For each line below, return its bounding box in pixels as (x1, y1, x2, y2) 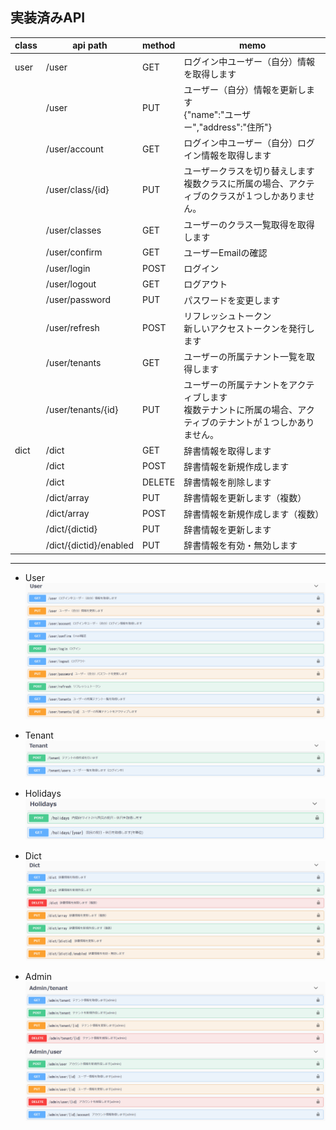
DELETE (141, 476, 176, 488)
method (141, 39, 176, 52)
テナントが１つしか (218, 416, 298, 428)
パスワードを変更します (183, 294, 281, 306)
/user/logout (45, 278, 97, 290)
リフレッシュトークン (183, 309, 272, 322)
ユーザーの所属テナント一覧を (183, 351, 307, 363)
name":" (191, 108, 225, 120)
